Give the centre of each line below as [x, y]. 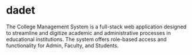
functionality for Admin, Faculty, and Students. [62, 46]
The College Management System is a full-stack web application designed [96, 27]
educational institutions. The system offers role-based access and [86, 39]
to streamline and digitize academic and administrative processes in [88, 33]
